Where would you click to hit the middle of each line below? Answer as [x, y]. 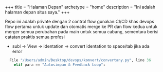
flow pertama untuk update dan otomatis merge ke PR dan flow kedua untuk [81, 27]
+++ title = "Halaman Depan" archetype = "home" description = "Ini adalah [80, 7]
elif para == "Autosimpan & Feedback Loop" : [60, 65]
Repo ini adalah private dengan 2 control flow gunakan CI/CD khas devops [80, 22]
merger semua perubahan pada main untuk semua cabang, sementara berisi [82, 32]
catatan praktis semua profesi [35, 37]
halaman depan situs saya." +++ [37, 12]
